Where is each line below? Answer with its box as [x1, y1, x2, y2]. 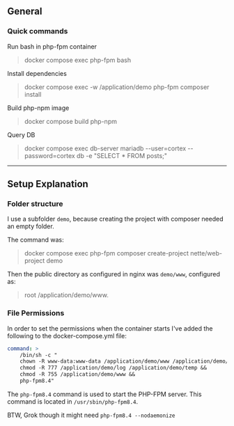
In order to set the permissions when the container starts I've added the [7, 324, 213, 333]
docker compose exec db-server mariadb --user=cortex [24, 144, 187, 152]
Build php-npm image [7, 104, 70, 112]
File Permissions [7, 308, 65, 318]
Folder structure [7, 199, 63, 208]
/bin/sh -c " [19, 352, 58, 358]
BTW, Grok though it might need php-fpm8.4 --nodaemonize [7, 411, 175, 419]
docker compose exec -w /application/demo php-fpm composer [24, 83, 210, 91]
